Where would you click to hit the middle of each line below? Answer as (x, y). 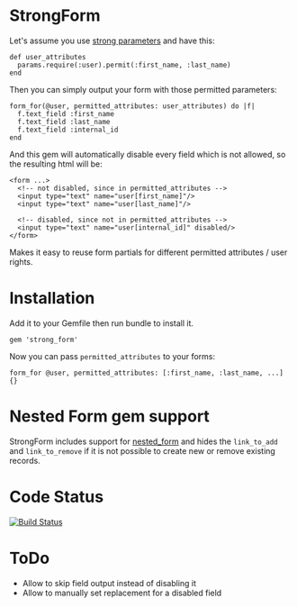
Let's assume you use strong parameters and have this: (112, 41)
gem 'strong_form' (44, 340)
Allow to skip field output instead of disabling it (109, 583)
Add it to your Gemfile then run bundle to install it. (102, 323)
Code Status (57, 497)
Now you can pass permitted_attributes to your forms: (112, 356)
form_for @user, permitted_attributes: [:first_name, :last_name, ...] (146, 373)
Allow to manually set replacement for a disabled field (122, 593)
